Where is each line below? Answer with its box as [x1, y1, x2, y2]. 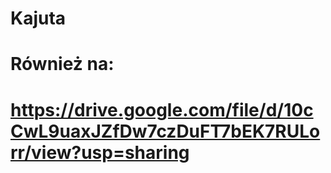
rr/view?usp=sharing [10, 141, 190, 164]
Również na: [10, 53, 115, 76]
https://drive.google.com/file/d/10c [10, 98, 314, 121]
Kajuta [10, 7, 67, 30]
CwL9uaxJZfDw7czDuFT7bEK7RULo [10, 120, 321, 142]
